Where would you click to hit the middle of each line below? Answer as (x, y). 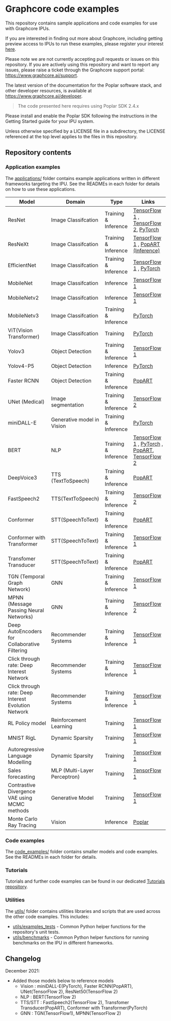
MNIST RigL (22, 738)
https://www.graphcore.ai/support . (42, 75)
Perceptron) (65, 777)
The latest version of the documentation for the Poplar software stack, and (83, 85)
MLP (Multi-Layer (72, 770)
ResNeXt (18, 244)
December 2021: (23, 971)
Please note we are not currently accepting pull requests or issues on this (82, 59)
